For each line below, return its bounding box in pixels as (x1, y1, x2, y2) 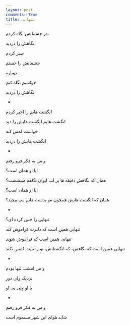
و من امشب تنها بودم (6, 265, 45, 272)
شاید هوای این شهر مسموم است (6, 314, 68, 320)
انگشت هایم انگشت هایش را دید (6, 119, 66, 125)
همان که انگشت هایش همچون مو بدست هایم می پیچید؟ (6, 197, 110, 203)
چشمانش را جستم (6, 60, 40, 66)
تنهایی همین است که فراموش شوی (6, 236, 72, 242)
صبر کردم (6, 50, 24, 56)
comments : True (6, 12, 38, 17)
